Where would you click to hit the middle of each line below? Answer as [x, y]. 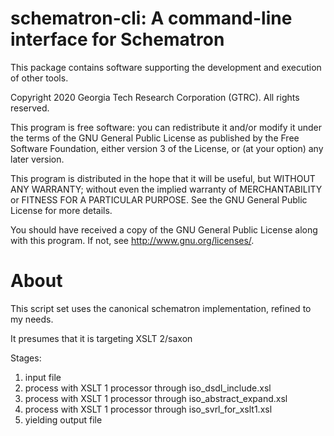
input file [43, 377]
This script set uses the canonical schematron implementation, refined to [161, 308]
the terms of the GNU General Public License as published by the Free [155, 138]
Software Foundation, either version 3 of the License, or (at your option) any [167, 148]
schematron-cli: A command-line [151, 18]
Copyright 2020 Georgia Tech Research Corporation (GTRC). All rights [155, 97]
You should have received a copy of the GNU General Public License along [164, 229]
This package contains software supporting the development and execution [166, 67]
